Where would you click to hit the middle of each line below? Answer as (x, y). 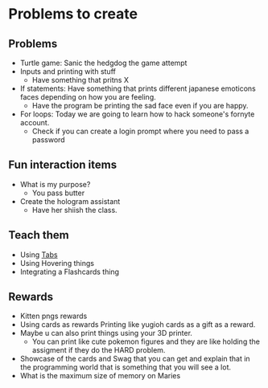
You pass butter (58, 193)
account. (35, 123)
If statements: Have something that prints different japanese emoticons (138, 88)
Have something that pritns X (80, 80)
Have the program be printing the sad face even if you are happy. (140, 106)
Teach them (39, 235)
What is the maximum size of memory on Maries (100, 376)
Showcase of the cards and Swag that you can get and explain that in (135, 359)
